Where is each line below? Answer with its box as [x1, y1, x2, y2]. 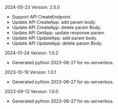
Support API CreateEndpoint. [11, 14, 72, 19]
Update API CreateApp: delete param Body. [11, 24, 101, 30]
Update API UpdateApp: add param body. [11, 35, 98, 41]
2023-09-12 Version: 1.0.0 [4, 89, 58, 94]
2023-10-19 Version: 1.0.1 [4, 69, 56, 75]
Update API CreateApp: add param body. [11, 19, 96, 25]
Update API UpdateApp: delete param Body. [11, 40, 103, 46]
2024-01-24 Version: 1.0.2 [4, 50, 58, 56]
